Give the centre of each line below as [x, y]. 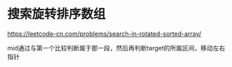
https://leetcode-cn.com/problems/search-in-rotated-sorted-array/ [104, 33]
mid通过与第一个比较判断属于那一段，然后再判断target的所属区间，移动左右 [116, 48]
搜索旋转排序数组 [57, 14]
